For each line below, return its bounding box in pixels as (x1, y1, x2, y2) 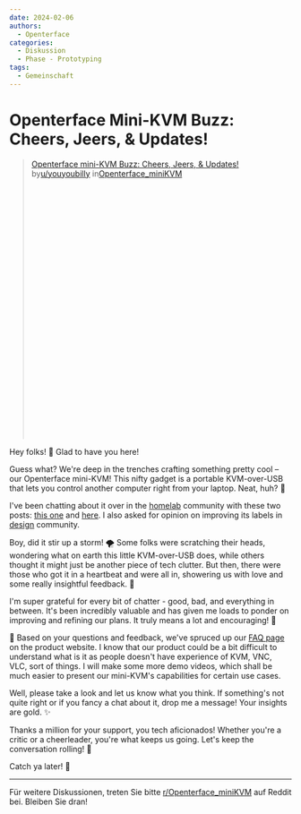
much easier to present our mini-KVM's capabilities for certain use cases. (9, 670, 281, 681)
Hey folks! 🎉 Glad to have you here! (9, 446, 140, 457)
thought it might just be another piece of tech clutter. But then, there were (9, 559, 281, 570)
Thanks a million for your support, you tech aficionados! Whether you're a (9, 724, 282, 735)
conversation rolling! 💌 (9, 743, 92, 754)
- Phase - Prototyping (17, 55, 102, 64)
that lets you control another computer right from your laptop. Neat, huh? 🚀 (9, 483, 286, 493)
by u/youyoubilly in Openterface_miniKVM (30, 167, 183, 179)
